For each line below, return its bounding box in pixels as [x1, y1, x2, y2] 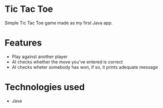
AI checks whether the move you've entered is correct [11, 58, 123, 65]
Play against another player [11, 54, 68, 59]
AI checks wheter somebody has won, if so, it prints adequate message [11, 64, 158, 70]
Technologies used [4, 82, 85, 93]
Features [4, 37, 42, 49]
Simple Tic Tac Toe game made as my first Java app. [4, 20, 113, 26]
